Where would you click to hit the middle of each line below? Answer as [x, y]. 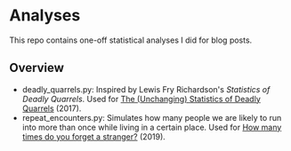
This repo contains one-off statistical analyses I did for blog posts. [131, 40]
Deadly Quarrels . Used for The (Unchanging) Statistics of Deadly [141, 99]
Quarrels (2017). [52, 108]
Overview [37, 68]
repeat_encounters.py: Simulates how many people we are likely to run [152, 117]
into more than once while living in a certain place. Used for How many [152, 127]
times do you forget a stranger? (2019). [94, 136]
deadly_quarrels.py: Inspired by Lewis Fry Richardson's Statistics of [146, 89]
